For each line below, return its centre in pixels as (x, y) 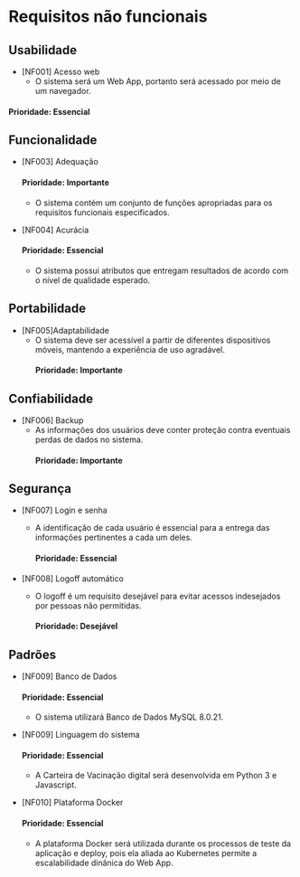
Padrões (32, 654)
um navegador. (63, 91)
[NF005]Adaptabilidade (65, 330)
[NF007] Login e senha (64, 510)
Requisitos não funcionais (108, 17)
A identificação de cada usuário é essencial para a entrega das (152, 528)
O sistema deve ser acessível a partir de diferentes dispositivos (153, 340)
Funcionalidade (53, 140)
